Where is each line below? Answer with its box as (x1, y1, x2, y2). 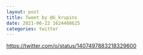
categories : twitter (6, 25, 59, 32)
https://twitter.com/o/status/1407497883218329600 (6, 42, 137, 50)
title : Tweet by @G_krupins (6, 15, 78, 21)
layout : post (6, 8, 40, 15)
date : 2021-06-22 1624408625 (6, 20, 80, 26)
